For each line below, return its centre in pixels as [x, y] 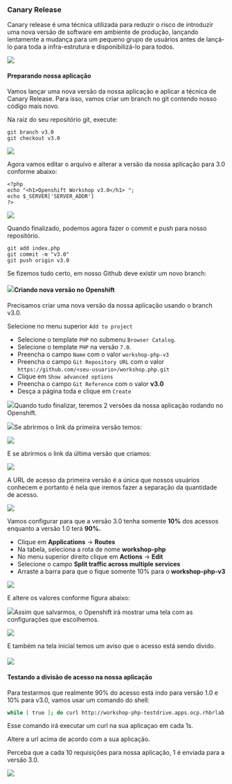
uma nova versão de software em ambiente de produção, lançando [103, 32]
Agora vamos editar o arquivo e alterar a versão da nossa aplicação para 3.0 [116, 164]
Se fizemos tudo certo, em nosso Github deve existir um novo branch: [107, 273]
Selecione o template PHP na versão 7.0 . [74, 347]
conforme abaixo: [32, 171]
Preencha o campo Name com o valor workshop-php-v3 [93, 354]
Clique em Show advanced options [65, 376]
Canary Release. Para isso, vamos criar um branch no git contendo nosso [112, 98]
